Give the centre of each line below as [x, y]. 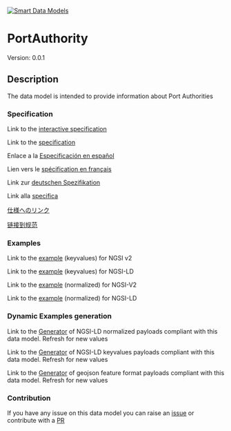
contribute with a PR [36, 420]
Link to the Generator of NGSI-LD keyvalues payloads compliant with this [111, 352]
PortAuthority [48, 39]
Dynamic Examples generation [60, 316]
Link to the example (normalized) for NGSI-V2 [72, 285]
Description [33, 79]
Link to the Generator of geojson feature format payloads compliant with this [116, 372]
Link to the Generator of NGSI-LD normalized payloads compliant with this [112, 331]
